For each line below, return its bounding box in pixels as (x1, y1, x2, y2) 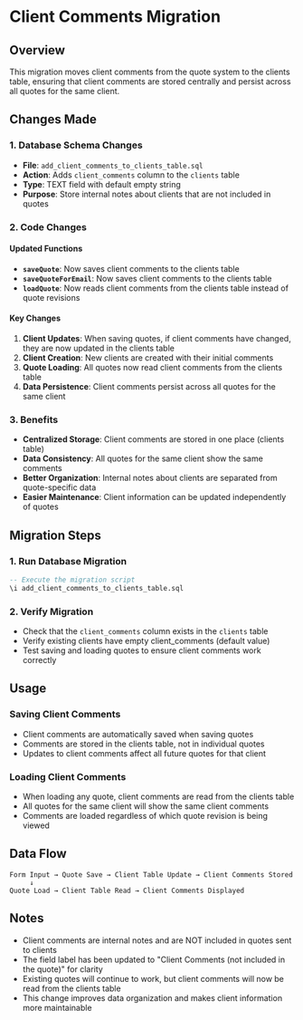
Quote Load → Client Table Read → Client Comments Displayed (9, 886, 245, 895)
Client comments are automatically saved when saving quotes (22, 728, 254, 739)
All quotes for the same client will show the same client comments (22, 801, 270, 812)
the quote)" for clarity (22, 963, 104, 975)
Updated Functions (9, 243, 83, 255)
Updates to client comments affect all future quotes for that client (22, 747, 267, 758)
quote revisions (22, 292, 80, 303)
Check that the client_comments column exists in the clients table (22, 626, 269, 637)
